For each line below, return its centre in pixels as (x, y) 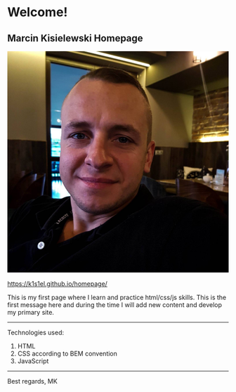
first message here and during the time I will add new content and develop (115, 305)
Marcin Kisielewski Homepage (75, 38)
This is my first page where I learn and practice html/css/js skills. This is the (117, 297)
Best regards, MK (32, 381)
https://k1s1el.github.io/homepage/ (57, 284)
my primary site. (31, 312)
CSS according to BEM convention (67, 353)
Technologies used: (36, 332)
